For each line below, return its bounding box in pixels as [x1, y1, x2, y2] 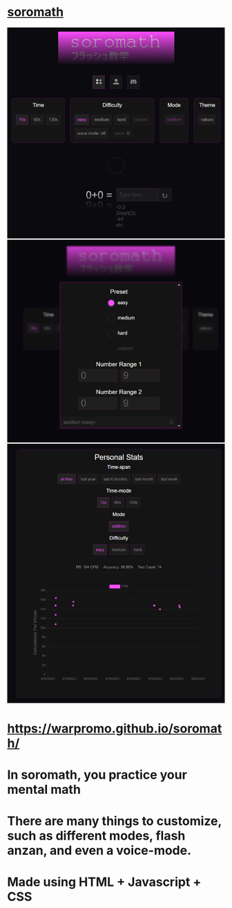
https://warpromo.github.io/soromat [7, 721, 222, 736]
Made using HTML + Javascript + [7, 874, 202, 890]
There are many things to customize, [7, 813, 222, 829]
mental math [7, 781, 81, 797]
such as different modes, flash [7, 828, 186, 844]
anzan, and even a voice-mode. [7, 843, 192, 858]
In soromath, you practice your [7, 767, 188, 782]
